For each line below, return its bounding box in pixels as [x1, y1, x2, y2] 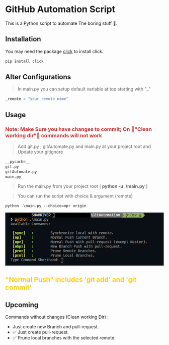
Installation [5, 35, 41, 43]
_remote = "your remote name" [5, 96, 69, 102]
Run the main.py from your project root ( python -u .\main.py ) [17, 183, 148, 189]
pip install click [5, 59, 44, 64]
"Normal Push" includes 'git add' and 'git [5, 275, 137, 284]
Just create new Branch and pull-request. [12, 324, 99, 330]
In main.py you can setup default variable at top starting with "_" [17, 86, 151, 92]
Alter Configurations [5, 73, 71, 81]
